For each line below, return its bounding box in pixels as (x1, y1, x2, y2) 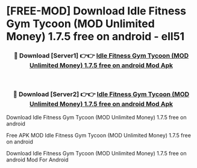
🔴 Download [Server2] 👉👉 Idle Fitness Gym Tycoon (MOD (13, 90, 190, 98)
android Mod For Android (6, 156, 69, 163)
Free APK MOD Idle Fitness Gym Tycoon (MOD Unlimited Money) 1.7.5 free (6, 131, 192, 139)
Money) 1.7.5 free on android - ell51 (6, 30, 185, 43)
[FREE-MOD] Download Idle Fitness (6, 4, 187, 18)
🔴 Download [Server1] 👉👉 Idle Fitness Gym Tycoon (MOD (13, 52, 189, 60)
